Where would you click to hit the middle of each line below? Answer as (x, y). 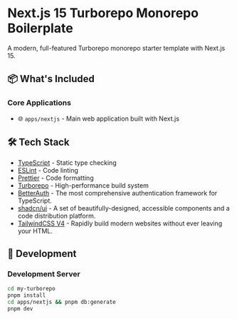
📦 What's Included (51, 79)
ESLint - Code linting (48, 171)
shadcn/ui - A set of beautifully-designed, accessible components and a (123, 208)
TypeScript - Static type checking (67, 163)
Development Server (44, 274)
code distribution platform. (57, 216)
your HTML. (35, 231)
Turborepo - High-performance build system (83, 186)
